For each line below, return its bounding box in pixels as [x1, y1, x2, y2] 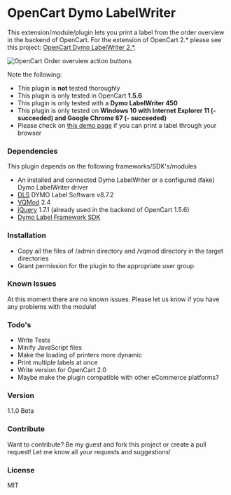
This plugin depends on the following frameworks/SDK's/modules [7, 162, 197, 171]
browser [17, 128, 42, 137]
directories [17, 254, 49, 263]
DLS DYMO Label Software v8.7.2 [17, 191, 114, 199]
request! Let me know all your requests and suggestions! [7, 447, 171, 456]
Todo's [7, 319, 31, 329]
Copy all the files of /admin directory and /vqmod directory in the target [17, 246, 224, 255]
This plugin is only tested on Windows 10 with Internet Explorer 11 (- [17, 106, 216, 114]
